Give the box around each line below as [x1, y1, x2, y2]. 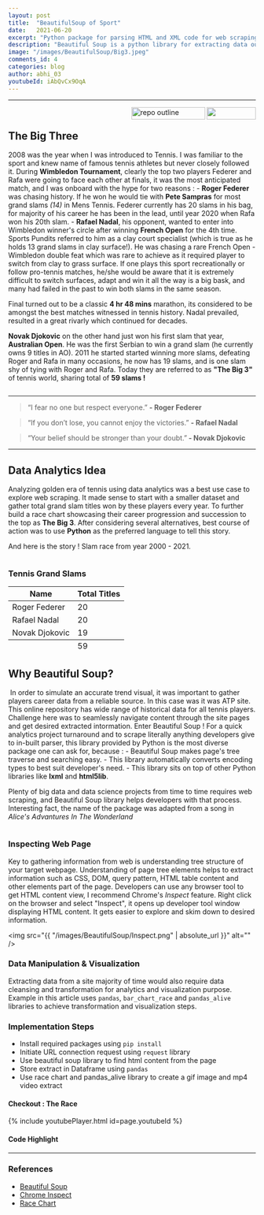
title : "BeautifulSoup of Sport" [8, 19, 122, 27]
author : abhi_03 [8, 70, 61, 78]
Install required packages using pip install [19, 1039, 163, 1049]
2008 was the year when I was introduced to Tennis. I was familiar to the [8, 150, 244, 160]
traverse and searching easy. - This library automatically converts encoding [8, 755, 253, 764]
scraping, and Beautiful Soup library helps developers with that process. [8, 795, 242, 804]
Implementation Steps [8, 1021, 94, 1032]
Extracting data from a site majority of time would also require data [8, 976, 225, 986]
